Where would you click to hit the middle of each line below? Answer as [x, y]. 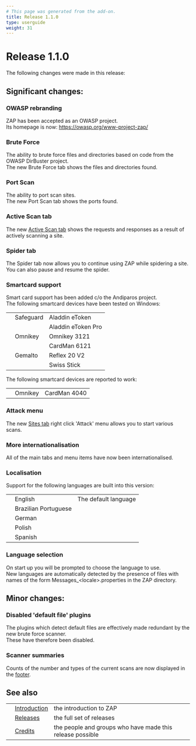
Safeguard [29, 318]
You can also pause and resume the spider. [58, 270]
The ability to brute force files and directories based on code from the [90, 155]
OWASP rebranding [34, 108]
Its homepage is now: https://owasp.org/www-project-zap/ [77, 127]
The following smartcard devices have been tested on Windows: [83, 304]
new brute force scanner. [36, 634]
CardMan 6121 [70, 346]
